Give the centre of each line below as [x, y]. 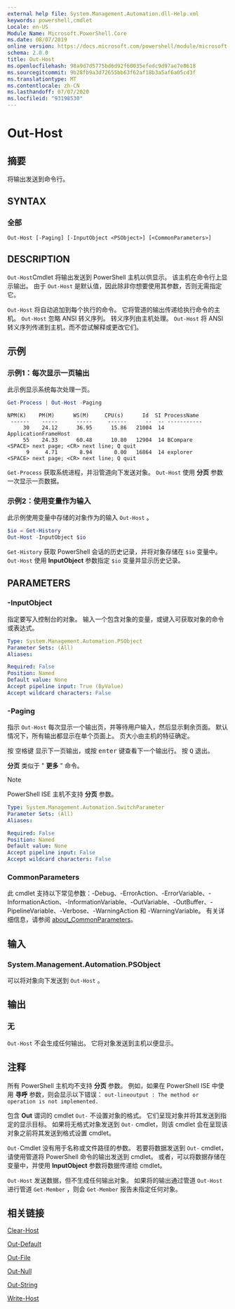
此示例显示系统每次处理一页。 [50, 389]
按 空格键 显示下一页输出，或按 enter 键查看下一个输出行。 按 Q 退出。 [110, 751]
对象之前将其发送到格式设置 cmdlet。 [61, 1133]
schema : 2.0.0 [28, 53]
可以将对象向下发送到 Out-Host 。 [55, 981]
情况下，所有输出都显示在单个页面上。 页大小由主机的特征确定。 [100, 736]
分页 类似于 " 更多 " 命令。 [45, 766]
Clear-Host [23, 1230]
